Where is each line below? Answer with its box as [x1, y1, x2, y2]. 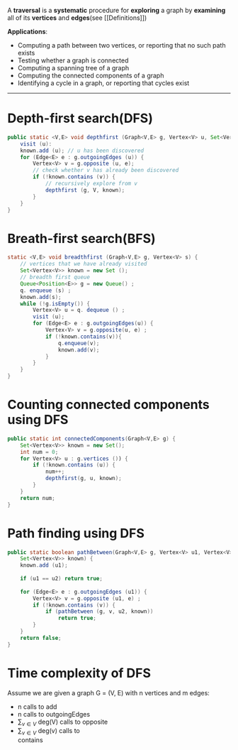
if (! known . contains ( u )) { [33, 462, 115, 469]
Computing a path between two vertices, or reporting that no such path [17, 41, 226, 49]
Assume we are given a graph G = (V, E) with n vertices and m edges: [7, 688, 210, 697]
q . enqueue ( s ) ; [20, 287, 72, 294]
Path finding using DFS [7, 525, 145, 541]
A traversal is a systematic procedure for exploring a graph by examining [7, 6, 226, 14]
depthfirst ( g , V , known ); [45, 186, 125, 194]
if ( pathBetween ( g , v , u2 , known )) [45, 608, 154, 615]
